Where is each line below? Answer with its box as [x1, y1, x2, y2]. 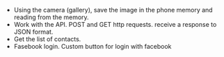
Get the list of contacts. [13, 35, 81, 43]
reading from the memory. [13, 13, 89, 21]
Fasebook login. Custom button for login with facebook [13, 43, 172, 50]
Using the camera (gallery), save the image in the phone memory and [13, 6, 214, 14]
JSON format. [13, 27, 54, 36]
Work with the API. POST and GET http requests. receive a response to [13, 21, 217, 28]
